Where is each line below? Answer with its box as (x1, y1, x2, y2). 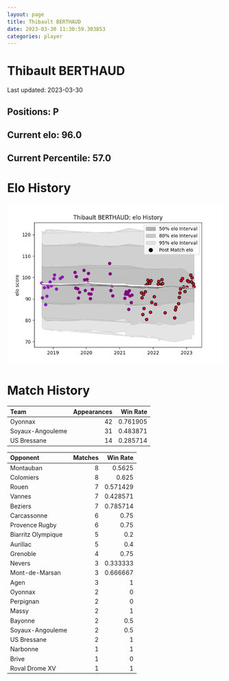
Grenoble (10, 549, 36, 557)
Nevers (10, 559, 31, 568)
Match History (7, 383, 91, 398)
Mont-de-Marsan (10, 568, 62, 577)
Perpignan (10, 597, 40, 605)
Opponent (10, 454, 40, 462)
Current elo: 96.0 (7, 129, 82, 141)
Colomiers (10, 473, 39, 481)
